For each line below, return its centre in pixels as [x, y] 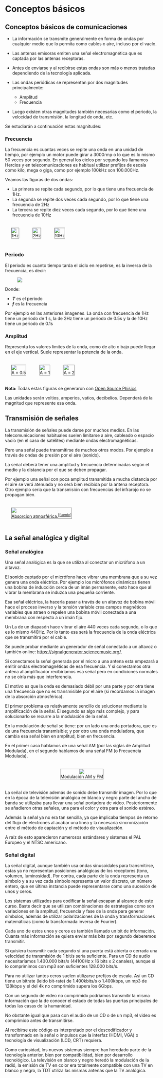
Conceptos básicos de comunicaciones [66, 27]
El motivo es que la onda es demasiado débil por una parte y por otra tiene [80, 686]
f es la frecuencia [30, 303]
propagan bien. [20, 494]
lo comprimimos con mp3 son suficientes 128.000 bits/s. [62, 966]
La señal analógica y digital [47, 538]
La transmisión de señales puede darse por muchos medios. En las [72, 430]
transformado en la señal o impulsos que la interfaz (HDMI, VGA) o [72, 1035]
